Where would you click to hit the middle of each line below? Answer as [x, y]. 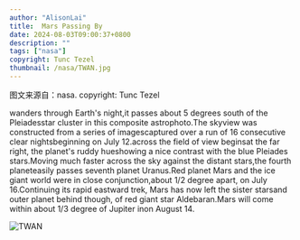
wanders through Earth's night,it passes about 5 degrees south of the [139, 113]
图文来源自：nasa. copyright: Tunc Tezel [84, 95]
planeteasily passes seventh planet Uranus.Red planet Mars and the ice [142, 170]
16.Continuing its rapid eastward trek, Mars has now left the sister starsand [148, 189]
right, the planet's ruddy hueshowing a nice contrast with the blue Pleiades [149, 151]
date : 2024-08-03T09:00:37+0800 [70, 34]
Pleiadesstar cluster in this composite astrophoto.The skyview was [133, 122]
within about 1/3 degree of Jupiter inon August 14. [102, 208]
